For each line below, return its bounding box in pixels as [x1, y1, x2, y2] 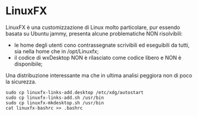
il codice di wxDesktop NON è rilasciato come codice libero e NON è [14, 54, 182, 61]
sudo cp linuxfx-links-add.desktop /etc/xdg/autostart [5, 89, 144, 95]
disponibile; [14, 60, 43, 67]
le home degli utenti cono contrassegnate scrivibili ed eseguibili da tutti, [14, 41, 190, 49]
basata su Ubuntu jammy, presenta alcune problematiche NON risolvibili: [5, 30, 183, 37]
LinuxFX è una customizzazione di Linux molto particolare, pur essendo [5, 24, 180, 31]
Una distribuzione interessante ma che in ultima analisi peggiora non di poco [5, 72, 193, 79]
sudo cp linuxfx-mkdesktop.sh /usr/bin [5, 99, 104, 106]
